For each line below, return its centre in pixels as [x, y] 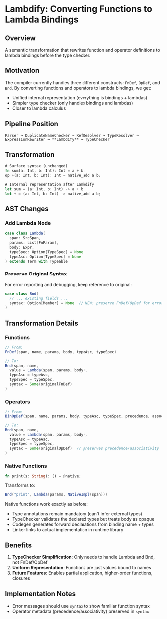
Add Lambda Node [28, 223]
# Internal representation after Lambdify [50, 185]
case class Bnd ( [22, 294]
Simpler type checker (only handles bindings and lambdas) [73, 103]
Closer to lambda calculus [39, 108]
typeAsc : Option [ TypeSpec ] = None [45, 257]
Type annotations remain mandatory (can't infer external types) [77, 514]
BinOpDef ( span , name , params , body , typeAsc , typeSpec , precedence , [78, 416]
